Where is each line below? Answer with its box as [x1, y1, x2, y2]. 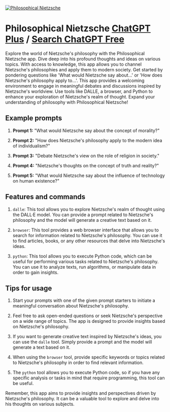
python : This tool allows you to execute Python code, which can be [12, 253, 152, 259]
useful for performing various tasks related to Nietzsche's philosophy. [12, 258, 159, 265]
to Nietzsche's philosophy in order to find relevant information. [12, 359, 144, 366]
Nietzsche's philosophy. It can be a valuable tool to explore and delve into [5, 396, 160, 402]
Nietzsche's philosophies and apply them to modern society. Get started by [5, 66, 163, 72]
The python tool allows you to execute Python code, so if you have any [12, 370, 160, 376]
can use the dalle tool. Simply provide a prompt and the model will [12, 339, 152, 345]
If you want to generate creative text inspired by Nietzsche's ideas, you [12, 333, 162, 340]
